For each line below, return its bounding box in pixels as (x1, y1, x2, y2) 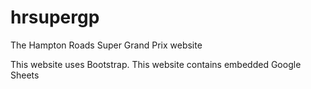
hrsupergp (10, 6, 100, 29)
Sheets (10, 69, 40, 81)
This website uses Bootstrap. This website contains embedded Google (10, 58, 302, 70)
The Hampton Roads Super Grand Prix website (10, 39, 203, 51)
